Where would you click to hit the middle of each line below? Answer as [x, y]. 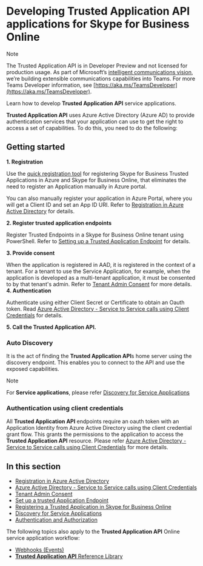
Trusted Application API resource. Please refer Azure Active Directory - [96, 441]
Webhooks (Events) [40, 550]
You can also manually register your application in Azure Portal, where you [99, 198]
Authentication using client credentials [65, 408]
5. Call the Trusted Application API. [52, 327]
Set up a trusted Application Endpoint [62, 500]
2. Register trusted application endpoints [59, 223]
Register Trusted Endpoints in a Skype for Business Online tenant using [95, 235]
